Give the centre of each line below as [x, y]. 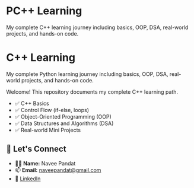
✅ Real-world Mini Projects [48, 130]
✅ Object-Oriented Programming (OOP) [63, 116]
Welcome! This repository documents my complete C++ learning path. [92, 92]
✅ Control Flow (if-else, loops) [52, 110]
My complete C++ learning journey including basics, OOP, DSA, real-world [97, 27]
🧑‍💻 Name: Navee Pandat [45, 163]
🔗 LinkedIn [28, 179]
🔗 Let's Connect [36, 149]
